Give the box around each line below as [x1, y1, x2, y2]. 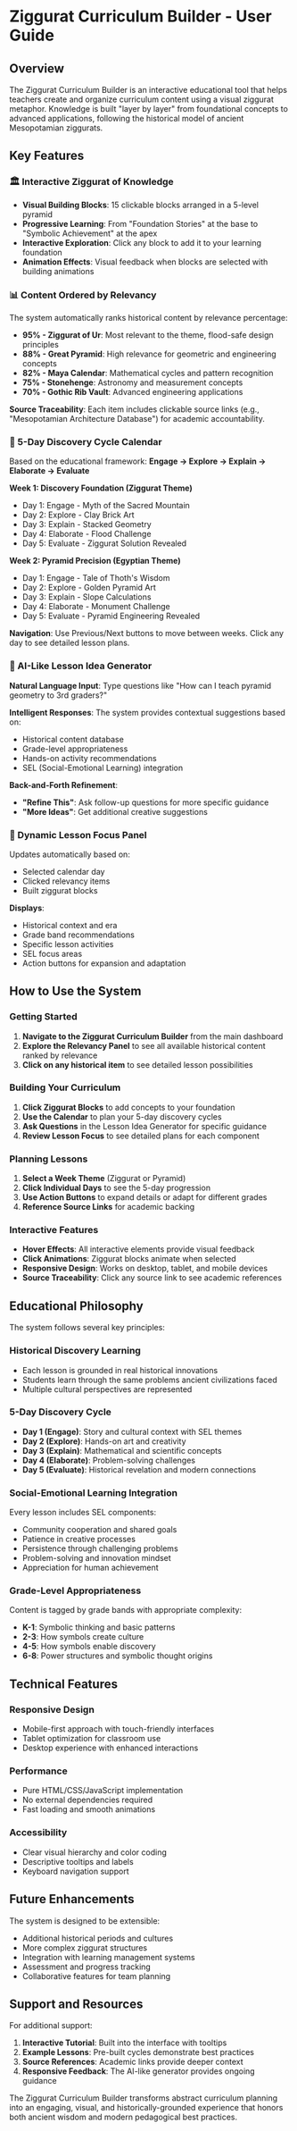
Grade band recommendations [21, 929, 136, 940]
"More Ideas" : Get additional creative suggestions [21, 806, 208, 817]
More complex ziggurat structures [21, 1942, 148, 1953]
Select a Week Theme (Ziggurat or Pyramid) [21, 1173, 186, 1184]
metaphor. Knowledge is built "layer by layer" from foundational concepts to [9, 104, 288, 113]
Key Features [9, 148, 85, 164]
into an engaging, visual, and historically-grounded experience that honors [9, 2102, 284, 2113]
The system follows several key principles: [9, 1322, 165, 1333]
